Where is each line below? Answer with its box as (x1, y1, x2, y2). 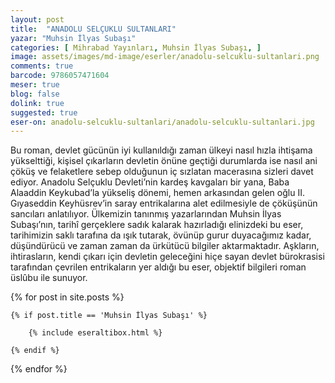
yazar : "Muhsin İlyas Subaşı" (10, 33, 137, 43)
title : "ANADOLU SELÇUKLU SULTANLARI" (10, 24, 177, 34)
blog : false (10, 89, 60, 99)
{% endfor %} (10, 363, 68, 375)
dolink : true (10, 98, 65, 108)
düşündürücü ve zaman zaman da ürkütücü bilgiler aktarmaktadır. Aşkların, (10, 240, 320, 252)
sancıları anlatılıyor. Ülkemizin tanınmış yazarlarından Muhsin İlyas (10, 208, 282, 220)
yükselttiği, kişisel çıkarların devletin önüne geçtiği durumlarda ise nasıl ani (10, 155, 318, 167)
